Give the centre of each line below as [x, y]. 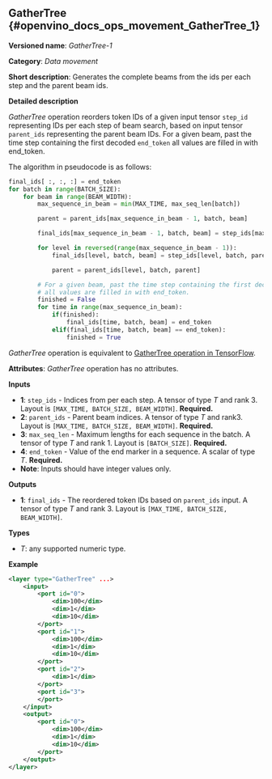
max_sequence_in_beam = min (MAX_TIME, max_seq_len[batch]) [139, 204]
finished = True [93, 337]
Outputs [23, 484]
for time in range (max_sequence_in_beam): [110, 307]
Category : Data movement [53, 61]
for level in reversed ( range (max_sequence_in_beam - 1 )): [137, 248]
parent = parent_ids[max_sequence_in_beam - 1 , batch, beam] [143, 219]
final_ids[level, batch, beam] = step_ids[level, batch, [150, 255]
